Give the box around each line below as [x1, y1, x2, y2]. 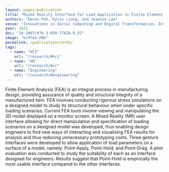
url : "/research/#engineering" [14, 73, 80, 78]
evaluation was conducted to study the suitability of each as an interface [5, 150, 156, 156]
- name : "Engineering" [10, 68, 57, 73]
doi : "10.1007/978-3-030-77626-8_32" [5, 31, 84, 36]
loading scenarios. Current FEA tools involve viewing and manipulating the [5, 107, 159, 113]
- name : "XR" [10, 59, 37, 64]
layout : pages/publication [5, 7, 62, 13]
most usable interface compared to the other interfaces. [5, 161, 122, 167]
